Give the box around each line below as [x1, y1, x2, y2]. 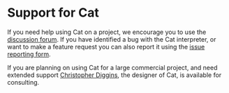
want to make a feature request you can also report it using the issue [7, 42, 205, 51]
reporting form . [7, 50, 51, 58]
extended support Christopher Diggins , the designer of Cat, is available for [7, 71, 222, 79]
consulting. [7, 78, 40, 86]
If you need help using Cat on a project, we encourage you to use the [7, 28, 207, 36]
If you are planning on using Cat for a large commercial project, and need [7, 63, 218, 71]
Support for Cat [7, 5, 100, 21]
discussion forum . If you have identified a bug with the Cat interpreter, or [7, 35, 216, 43]
